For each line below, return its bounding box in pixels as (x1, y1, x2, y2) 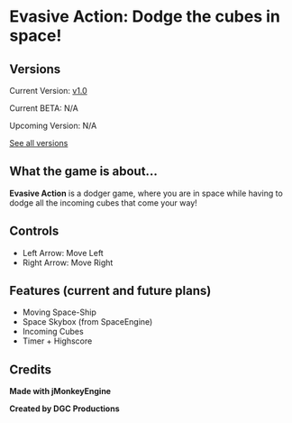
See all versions (9, 138, 68, 148)
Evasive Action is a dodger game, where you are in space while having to (9, 188, 284, 198)
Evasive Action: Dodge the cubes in (9, 6, 281, 27)
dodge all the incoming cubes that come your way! (9, 197, 198, 208)
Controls (9, 224, 59, 239)
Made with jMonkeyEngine (9, 386, 111, 397)
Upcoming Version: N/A (9, 120, 97, 131)
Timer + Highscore (22, 336, 93, 346)
